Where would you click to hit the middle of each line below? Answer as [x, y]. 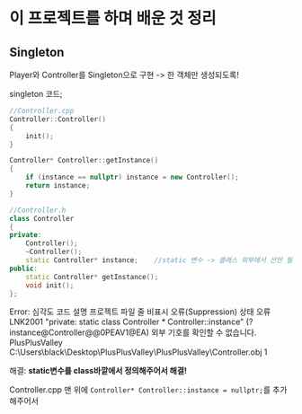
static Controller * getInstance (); [92, 277]
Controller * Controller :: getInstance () [84, 161]
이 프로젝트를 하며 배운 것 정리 [113, 18]
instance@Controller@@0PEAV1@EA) [80, 332]
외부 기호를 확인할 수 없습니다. [204, 332]
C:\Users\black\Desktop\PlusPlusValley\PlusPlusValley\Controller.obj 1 [138, 352]
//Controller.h [38, 210]
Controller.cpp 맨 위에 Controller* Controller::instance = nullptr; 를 [140, 390]
